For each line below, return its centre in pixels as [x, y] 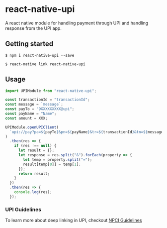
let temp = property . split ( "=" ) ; [58, 160]
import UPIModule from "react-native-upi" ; [51, 91]
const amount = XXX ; [27, 118]
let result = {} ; [36, 150]
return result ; [34, 173]
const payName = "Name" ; [31, 114]
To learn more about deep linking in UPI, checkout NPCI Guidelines [74, 221]
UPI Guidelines [23, 209]
